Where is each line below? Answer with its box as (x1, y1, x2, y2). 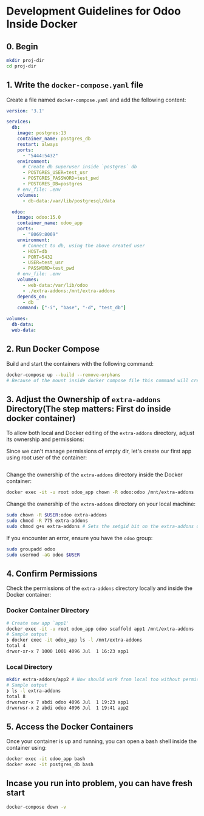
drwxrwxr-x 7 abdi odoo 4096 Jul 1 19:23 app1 (6, 699, 129, 705)
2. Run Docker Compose (6, 344, 100, 354)
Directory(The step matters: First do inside (6, 403, 171, 414)
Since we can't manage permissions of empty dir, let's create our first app (6, 448, 192, 455)
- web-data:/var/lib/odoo (22, 282, 88, 288)
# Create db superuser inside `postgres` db (22, 164, 137, 170)
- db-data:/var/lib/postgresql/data (22, 197, 115, 204)
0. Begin (6, 41, 38, 52)
